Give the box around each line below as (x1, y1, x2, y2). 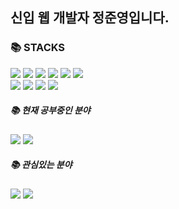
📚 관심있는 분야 (10, 159, 73, 171)
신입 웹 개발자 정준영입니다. (10, 9, 170, 27)
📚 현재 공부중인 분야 (10, 104, 91, 117)
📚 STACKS (10, 41, 66, 55)
